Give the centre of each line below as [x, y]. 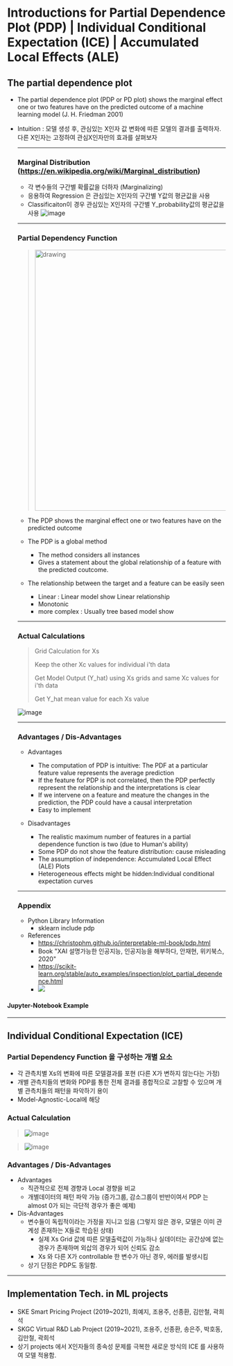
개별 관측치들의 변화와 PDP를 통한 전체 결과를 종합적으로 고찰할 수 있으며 [116, 1082]
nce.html [51, 981]
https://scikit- [57, 967]
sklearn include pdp [66, 928]
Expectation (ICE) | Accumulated [103, 42]
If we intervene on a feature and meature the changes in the [123, 795]
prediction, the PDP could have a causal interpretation [115, 802]
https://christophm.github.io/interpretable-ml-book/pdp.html [124, 943]
